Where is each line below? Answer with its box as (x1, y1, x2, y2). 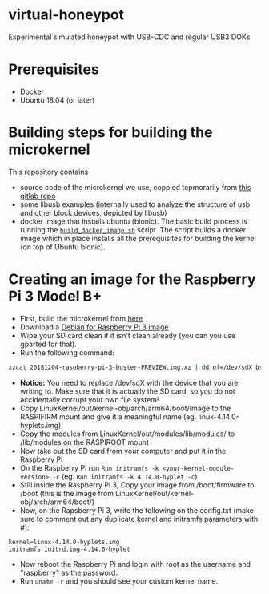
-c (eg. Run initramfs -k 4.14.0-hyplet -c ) (52, 471, 198, 481)
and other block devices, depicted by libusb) (19, 208, 167, 217)
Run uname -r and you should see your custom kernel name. (19, 576, 219, 586)
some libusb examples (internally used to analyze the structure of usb (19, 199, 251, 209)
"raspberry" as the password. (19, 568, 118, 577)
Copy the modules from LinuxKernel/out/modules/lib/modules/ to (19, 429, 235, 438)
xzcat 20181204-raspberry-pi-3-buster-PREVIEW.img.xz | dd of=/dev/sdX (8, 363, 252, 371)
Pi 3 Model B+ (8, 287, 102, 305)
